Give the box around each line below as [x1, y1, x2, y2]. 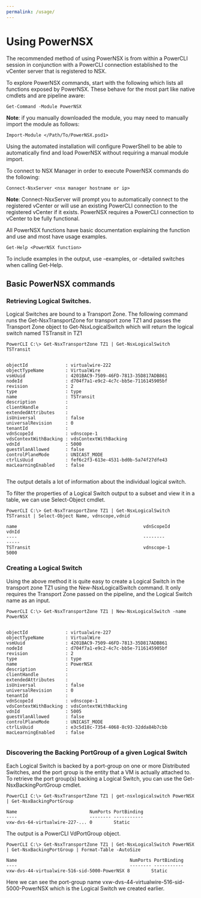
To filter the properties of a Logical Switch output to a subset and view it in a [6, 490, 195, 497]
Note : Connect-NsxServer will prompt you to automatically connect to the [6, 195, 188, 203]
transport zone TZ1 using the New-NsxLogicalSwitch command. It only [6, 584, 181, 591]
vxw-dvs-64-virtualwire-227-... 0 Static [6, 819, 130, 825]
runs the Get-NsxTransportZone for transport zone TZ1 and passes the [6, 317, 181, 324]
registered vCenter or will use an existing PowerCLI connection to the [6, 202, 178, 209]
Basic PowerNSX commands [6, 278, 115, 289]
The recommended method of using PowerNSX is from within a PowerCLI [6, 55, 188, 62]
